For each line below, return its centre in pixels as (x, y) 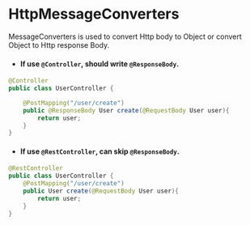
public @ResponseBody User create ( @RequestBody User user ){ (126, 110)
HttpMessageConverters (94, 14)
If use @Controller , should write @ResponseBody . (100, 64)
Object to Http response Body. (59, 45)
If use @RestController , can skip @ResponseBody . (100, 151)
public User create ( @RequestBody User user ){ (101, 191)
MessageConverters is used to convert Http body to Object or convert (125, 36)
